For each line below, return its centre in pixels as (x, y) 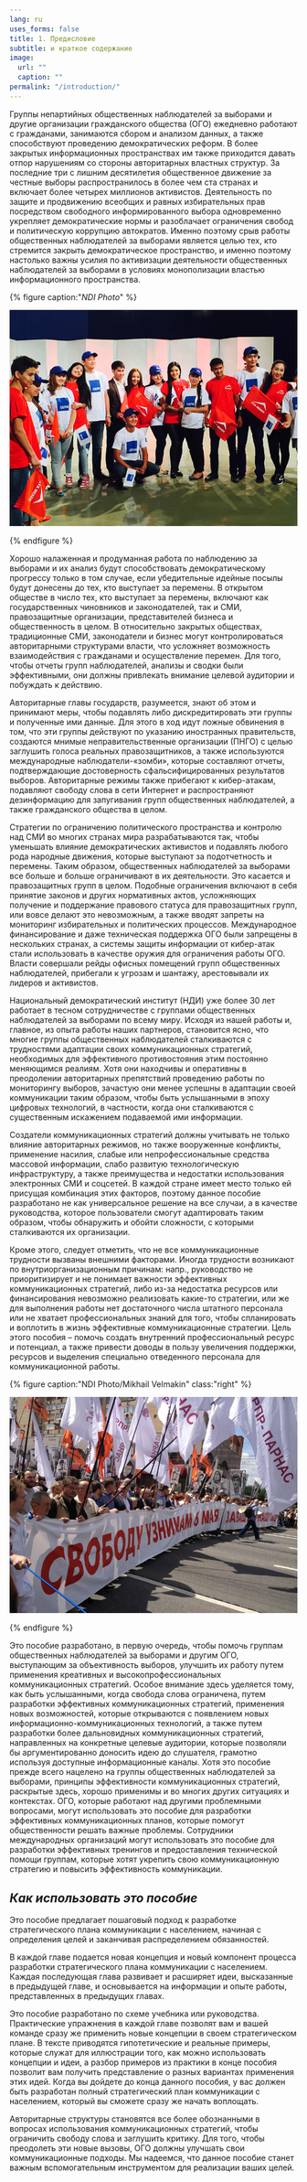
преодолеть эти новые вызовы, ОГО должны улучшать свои (127, 2148)
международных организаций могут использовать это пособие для (143, 1840)
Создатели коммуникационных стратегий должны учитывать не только (150, 1134)
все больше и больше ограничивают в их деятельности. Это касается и (150, 876)
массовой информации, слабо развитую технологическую (124, 1164)
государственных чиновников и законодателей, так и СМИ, (126, 607)
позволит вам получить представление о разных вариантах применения (152, 2072)
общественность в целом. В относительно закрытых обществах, (136, 626)
